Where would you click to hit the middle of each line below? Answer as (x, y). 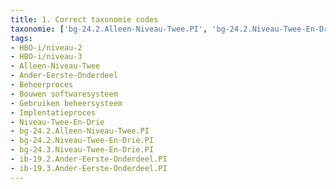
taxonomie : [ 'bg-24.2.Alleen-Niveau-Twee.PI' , (109, 29)
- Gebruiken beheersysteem (66, 103)
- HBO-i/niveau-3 (46, 57)
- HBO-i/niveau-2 (46, 47)
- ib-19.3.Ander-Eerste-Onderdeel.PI (89, 168)
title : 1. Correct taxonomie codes (84, 19)
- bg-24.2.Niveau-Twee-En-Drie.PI (82, 141)
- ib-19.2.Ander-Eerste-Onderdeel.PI (89, 159)
